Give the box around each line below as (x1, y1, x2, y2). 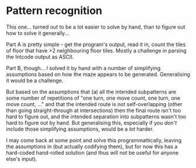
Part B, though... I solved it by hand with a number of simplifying (6, 64, 161, 71)
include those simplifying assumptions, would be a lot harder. (6, 125, 154, 132)
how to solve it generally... (6, 29, 69, 36)
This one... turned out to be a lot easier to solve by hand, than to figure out (6, 23, 185, 30)
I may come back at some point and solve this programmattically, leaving (6, 136, 182, 143)
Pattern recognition (6, 4, 102, 17)
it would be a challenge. (6, 77, 64, 84)
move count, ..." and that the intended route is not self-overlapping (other (6, 100, 183, 107)
